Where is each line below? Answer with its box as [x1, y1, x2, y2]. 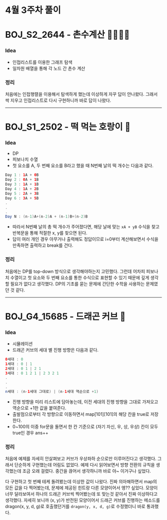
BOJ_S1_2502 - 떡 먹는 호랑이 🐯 [5, 121, 131, 133]
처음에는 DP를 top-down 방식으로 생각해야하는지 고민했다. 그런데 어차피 [5, 268, 145, 274]
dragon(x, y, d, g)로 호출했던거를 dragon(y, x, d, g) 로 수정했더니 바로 [5, 504, 146, 510]
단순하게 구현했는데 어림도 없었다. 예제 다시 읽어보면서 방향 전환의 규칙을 [14, 462, 155, 468]
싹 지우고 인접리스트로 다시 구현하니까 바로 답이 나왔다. [5, 97, 111, 103]
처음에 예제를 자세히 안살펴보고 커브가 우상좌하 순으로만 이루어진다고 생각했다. [5, 455, 157, 462]
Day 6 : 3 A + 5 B [5, 196, 39, 201]
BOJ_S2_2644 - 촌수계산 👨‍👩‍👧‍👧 [5, 29, 130, 40]
